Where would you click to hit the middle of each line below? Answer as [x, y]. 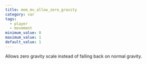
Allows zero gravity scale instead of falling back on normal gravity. [74, 56]
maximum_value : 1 [23, 38]
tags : [11, 19]
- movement [21, 28]
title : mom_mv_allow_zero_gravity [41, 10]
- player [19, 24]
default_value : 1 [23, 42]
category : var [20, 14]
